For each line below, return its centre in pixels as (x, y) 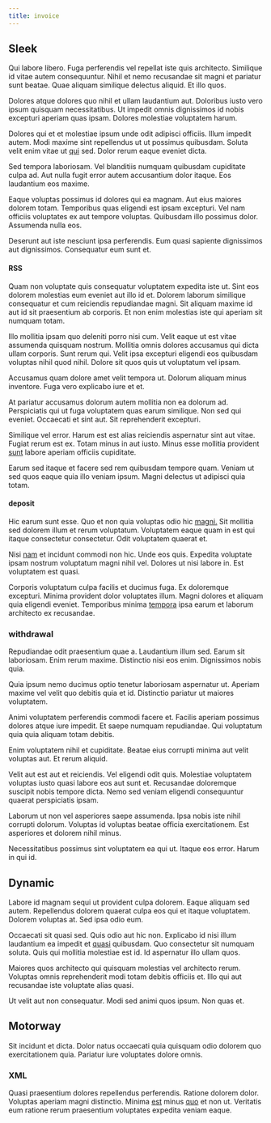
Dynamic (32, 883)
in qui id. (23, 858)
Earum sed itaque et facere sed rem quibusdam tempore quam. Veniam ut (131, 468)
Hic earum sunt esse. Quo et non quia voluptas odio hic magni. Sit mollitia (131, 521)
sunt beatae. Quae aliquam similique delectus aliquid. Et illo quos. (117, 85)
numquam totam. (37, 320)
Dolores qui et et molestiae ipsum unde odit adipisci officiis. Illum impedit (130, 133)
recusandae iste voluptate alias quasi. (71, 985)
